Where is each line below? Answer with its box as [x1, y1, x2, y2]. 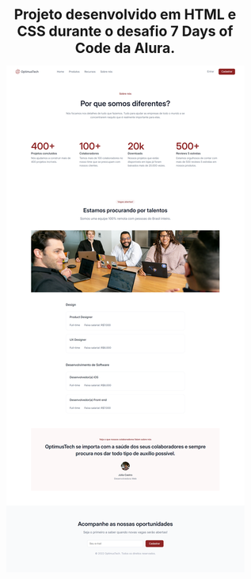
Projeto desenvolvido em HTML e [13, 6, 237, 24]
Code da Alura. [74, 40, 176, 57]
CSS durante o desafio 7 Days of [17, 22, 234, 40]
